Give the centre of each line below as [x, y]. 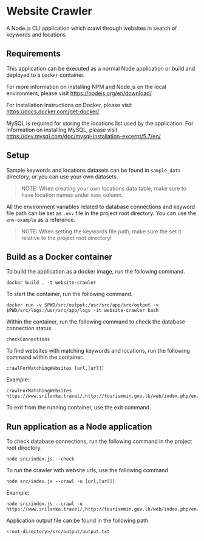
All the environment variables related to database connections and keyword [101, 207]
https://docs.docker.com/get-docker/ [53, 111]
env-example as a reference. [41, 219]
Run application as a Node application [79, 427]
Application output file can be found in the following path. [78, 521]
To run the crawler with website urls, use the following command [87, 470]
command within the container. [45, 357]
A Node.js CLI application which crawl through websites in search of [92, 28]
